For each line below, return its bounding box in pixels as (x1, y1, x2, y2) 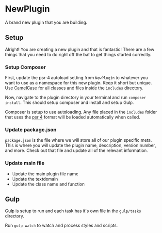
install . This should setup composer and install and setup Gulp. (5, 100, 134, 105)
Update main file (5, 160, 45, 166)
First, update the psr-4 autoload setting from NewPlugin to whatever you (5, 75, 148, 81)
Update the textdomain (12, 176, 58, 182)
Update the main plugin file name (12, 171, 79, 177)
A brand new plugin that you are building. (5, 19, 88, 25)
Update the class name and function (12, 181, 85, 187)
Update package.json (5, 126, 57, 133)
